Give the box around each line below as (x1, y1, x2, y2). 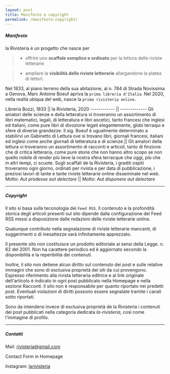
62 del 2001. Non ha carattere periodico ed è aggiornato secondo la (5, 246, 147, 252)
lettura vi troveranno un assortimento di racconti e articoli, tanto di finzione (5, 144, 161, 150)
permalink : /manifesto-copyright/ (5, 17, 78, 22)
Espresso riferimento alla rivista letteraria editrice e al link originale (5, 272, 144, 279)
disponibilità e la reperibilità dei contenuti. (5, 252, 93, 258)
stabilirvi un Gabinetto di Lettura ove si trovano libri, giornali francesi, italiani (5, 133, 163, 139)
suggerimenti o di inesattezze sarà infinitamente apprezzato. (5, 231, 132, 237)
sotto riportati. (5, 294, 35, 300)
